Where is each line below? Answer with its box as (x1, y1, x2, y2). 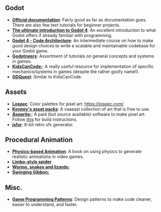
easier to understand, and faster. (12, 202, 78, 208)
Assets (5, 88, 27, 96)
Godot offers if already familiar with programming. (12, 32, 113, 38)
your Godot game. (12, 48, 49, 54)
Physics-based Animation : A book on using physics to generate (12, 149, 142, 154)
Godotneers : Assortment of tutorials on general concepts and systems (12, 53, 155, 59)
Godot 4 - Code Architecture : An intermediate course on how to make (12, 38, 154, 43)
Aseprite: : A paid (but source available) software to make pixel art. (12, 111, 146, 117)
